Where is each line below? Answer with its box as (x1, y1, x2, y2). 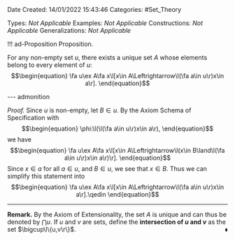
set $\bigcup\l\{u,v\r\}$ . (7, 225, 76, 233)
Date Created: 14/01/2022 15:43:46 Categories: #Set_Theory (7, 6, 182, 13)
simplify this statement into (7, 172, 85, 180)
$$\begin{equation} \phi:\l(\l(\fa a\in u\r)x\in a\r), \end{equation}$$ (21, 124, 214, 133)
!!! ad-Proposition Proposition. (7, 40, 94, 48)
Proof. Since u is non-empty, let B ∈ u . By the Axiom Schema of (7, 106, 192, 114)
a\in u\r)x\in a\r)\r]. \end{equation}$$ (64, 153, 171, 162)
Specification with (7, 114, 59, 121)
